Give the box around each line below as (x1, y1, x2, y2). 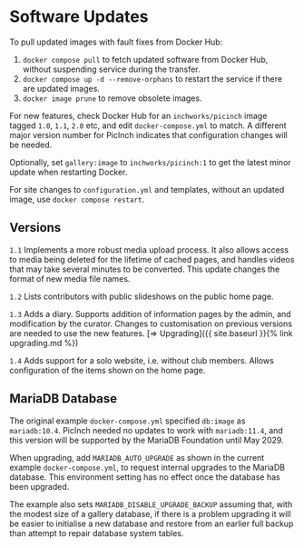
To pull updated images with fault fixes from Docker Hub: (9, 36, 223, 47)
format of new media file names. (9, 273, 131, 284)
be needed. (9, 139, 53, 150)
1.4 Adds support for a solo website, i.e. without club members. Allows (9, 354, 274, 365)
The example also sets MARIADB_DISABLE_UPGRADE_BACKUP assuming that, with (9, 498, 293, 510)
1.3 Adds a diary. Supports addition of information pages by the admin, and (9, 308, 292, 319)
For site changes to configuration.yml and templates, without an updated (9, 184, 285, 194)
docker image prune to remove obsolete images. (22, 93, 202, 104)
